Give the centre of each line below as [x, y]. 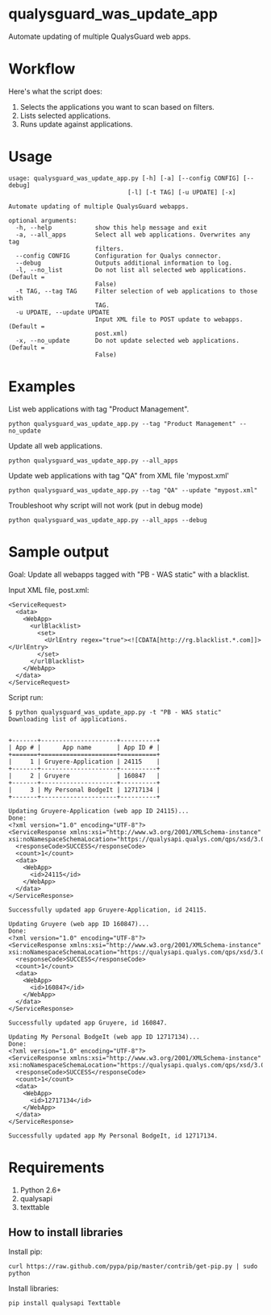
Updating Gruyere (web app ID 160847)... [79, 924]
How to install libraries [66, 1232]
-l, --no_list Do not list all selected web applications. [131, 270]
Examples [42, 386]
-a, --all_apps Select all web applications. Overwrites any [133, 235]
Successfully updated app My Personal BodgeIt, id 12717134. [113, 1135]
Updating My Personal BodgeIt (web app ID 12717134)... [104, 1037]
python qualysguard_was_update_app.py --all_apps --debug [108, 520]
